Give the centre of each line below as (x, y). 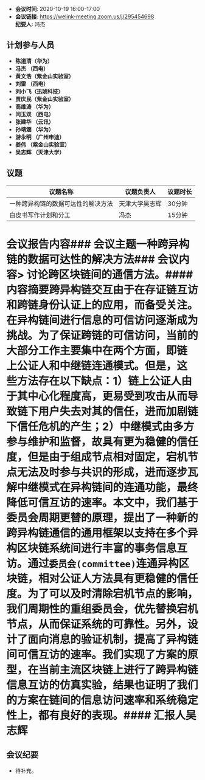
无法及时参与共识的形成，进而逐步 (102, 472)
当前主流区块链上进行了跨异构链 (119, 670)
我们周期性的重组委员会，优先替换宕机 (102, 609)
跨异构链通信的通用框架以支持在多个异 (102, 533)
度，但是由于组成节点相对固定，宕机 (97, 457)
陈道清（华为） (34, 61)
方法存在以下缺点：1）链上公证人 (99, 381)
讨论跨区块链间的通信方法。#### (110, 274)
